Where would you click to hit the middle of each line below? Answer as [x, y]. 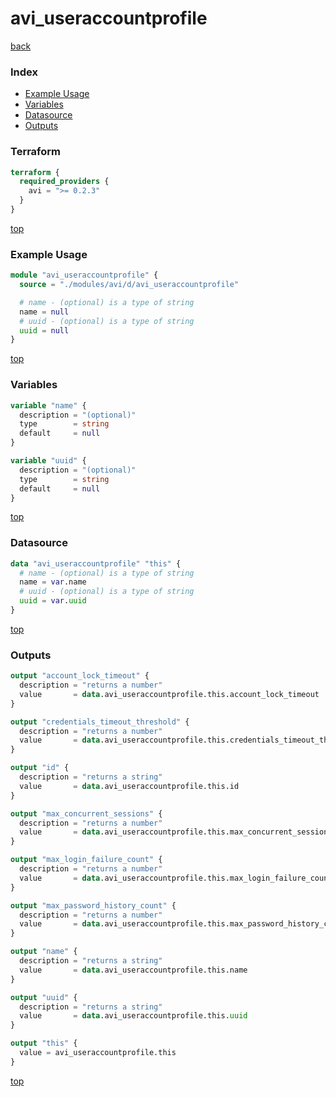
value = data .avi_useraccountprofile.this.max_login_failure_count [176, 878]
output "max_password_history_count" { [93, 905]
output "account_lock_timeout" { [80, 676]
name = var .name [53, 582]
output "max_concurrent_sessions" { [86, 813]
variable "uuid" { [48, 461]
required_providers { [64, 182]
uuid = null [44, 330]
